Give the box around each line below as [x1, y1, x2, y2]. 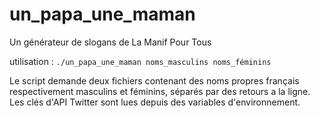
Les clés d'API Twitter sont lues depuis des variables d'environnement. [9, 96, 301, 108]
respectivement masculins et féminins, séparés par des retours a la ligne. [9, 85, 311, 97]
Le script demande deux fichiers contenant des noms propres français [9, 74, 300, 87]
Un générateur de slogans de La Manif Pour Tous [9, 36, 212, 48]
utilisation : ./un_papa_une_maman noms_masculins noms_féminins [9, 55, 272, 67]
